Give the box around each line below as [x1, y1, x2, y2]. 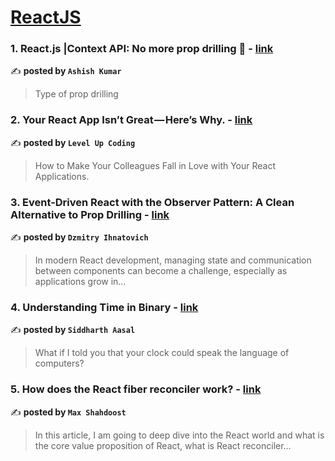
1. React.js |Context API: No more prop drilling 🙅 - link [10, 42, 274, 56]
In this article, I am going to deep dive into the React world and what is [34, 429, 325, 441]
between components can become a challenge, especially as [34, 265, 288, 277]
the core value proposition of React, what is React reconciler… [34, 439, 292, 451]
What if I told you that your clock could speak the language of [34, 347, 290, 359]
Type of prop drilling [34, 88, 119, 100]
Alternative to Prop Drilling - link [10, 207, 170, 221]
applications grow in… [34, 276, 127, 288]
